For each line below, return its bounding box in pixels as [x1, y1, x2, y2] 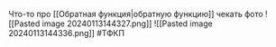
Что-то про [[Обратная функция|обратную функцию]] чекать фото [8, 9, 263, 19]
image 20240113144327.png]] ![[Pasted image [41, 18, 213, 29]
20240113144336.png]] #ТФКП [8, 28, 125, 38]
